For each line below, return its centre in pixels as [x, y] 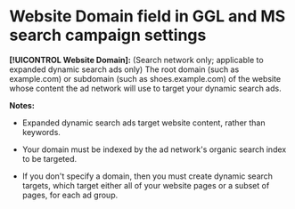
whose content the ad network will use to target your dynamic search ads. [146, 88]
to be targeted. [49, 158]
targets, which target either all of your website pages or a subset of [146, 185]
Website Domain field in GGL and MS [147, 16]
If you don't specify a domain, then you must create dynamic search [147, 176]
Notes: [22, 105]
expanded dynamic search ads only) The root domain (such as [124, 69]
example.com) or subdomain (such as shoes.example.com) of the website [145, 78]
